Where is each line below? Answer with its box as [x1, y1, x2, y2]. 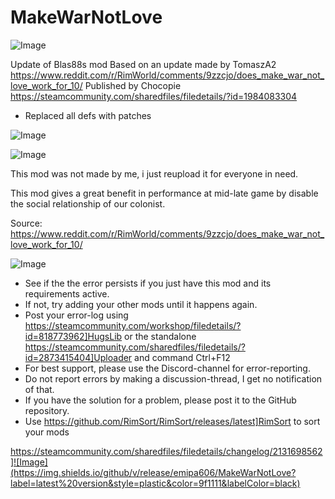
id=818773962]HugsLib [24, 330, 123, 342]
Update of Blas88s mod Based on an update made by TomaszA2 [10, 58, 277, 70]
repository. [24, 404, 70, 416]
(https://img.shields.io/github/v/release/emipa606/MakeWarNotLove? [10, 466, 297, 478]
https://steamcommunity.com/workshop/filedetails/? [24, 319, 242, 331]
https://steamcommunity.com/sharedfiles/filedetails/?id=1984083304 [10, 90, 298, 102]
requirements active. [24, 287, 110, 300]
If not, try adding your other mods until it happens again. [24, 298, 258, 310]
